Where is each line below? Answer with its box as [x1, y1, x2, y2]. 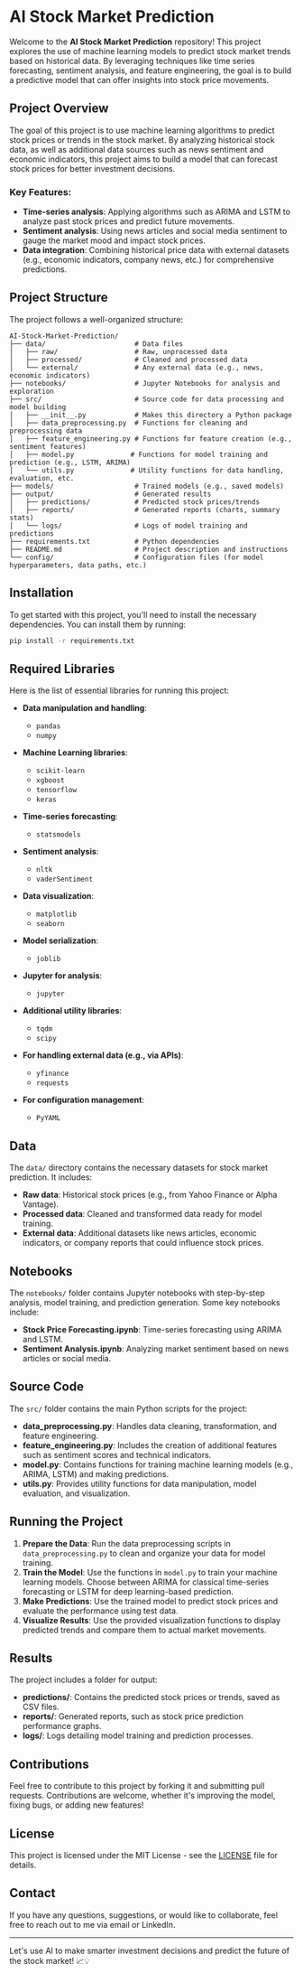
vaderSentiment [35, 874, 93, 884]
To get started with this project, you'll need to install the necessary [9, 609, 257, 620]
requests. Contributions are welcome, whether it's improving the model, [9, 1791, 276, 1801]
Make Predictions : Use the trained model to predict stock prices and [22, 1595, 279, 1606]
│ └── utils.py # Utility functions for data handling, [9, 465, 284, 475]
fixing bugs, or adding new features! [9, 1800, 144, 1810]
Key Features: [9, 185, 72, 198]
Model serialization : [22, 935, 99, 946]
